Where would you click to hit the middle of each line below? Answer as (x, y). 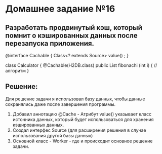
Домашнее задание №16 (60, 9)
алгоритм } (17, 71)
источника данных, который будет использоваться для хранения (83, 119)
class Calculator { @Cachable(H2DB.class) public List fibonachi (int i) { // (81, 65)
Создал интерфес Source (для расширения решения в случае (79, 130)
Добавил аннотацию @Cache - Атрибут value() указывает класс (82, 114)
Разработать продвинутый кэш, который (74, 28)
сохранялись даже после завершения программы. (60, 104)
